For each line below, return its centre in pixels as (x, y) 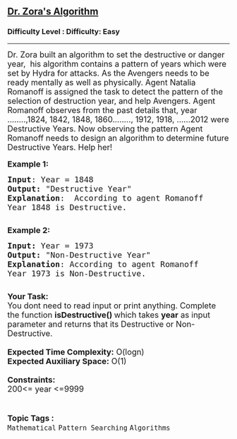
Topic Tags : (31, 418)
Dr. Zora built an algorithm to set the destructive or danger (116, 54)
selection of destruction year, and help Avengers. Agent (111, 101)
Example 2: (29, 230)
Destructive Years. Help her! (60, 147)
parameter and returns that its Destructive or (91, 324)
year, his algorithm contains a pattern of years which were (117, 64)
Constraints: (31, 379)
